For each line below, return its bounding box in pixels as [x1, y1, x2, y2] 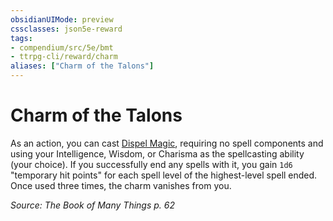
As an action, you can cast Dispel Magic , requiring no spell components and [10, 137, 324, 149]
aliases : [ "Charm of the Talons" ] [10, 61, 155, 71]
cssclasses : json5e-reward [10, 24, 123, 34]
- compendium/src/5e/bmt [10, 42, 114, 53]
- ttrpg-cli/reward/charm [10, 52, 118, 62]
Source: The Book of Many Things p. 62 [10, 199, 175, 211]
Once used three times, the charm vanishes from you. [10, 179, 232, 191]
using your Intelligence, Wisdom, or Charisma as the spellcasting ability [10, 147, 305, 160]
